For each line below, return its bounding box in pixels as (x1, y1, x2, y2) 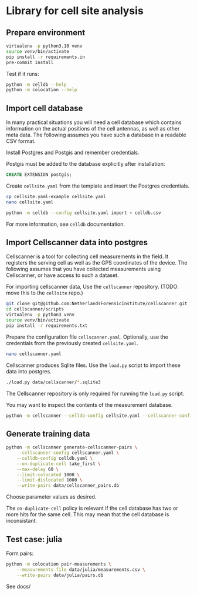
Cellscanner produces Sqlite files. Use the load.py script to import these (6, 362, 181, 369)
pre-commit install (6, 59, 54, 65)
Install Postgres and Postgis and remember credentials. (6, 149, 140, 156)
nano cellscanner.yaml (6, 351, 62, 357)
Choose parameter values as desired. (6, 493, 97, 500)
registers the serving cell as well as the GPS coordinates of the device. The (6, 259, 188, 266)
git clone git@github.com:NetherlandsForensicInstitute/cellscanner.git (6, 301, 188, 307)
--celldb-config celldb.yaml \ (16, 455, 93, 461)
